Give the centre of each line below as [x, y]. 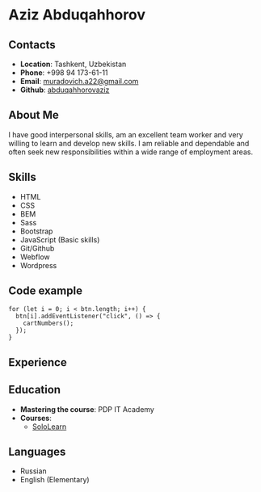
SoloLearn [49, 427]
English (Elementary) [55, 480]
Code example [46, 291]
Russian [33, 471]
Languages [37, 452]
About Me [34, 115]
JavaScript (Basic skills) [60, 239]
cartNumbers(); [48, 324]
